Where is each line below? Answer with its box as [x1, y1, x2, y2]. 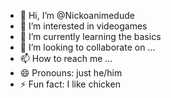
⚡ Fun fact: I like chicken [19, 78, 121, 90]
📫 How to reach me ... [19, 53, 113, 64]
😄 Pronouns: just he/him [19, 67, 123, 79]
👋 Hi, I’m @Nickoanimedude [19, 10, 135, 21]
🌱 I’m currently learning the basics [19, 31, 162, 42]
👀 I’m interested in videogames [19, 20, 148, 32]
